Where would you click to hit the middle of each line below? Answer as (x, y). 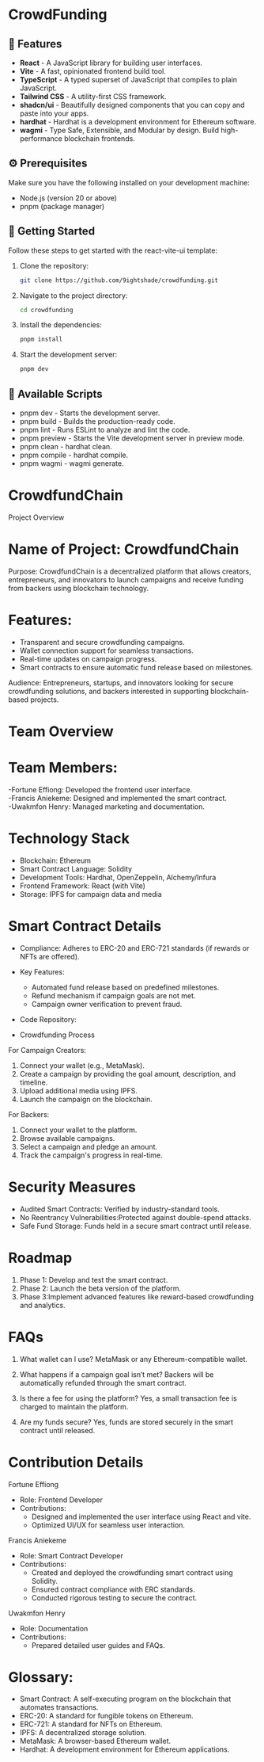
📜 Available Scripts (55, 394)
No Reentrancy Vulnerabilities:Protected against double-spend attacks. (135, 1217)
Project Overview (36, 517)
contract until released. (57, 1430)
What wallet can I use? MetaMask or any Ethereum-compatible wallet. (133, 1359)
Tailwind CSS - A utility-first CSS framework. (93, 96)
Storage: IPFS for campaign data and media (91, 894)
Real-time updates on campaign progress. (88, 658)
